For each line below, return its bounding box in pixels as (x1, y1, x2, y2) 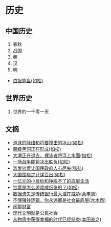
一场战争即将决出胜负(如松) (12, 158, 71, 165)
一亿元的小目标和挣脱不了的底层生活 (12, 177, 90, 184)
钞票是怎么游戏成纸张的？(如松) (12, 184, 79, 190)
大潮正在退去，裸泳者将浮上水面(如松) (12, 152, 93, 158)
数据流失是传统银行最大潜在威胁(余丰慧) (12, 190, 97, 197)
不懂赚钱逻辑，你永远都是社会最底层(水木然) (12, 197, 106, 203)
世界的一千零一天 (12, 108, 49, 115)
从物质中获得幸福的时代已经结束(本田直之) (12, 216, 102, 222)
